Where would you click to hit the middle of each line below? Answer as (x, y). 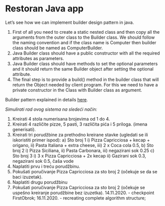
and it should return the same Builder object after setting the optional (83, 69)
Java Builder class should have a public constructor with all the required (86, 53)
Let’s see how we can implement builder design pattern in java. (70, 22)
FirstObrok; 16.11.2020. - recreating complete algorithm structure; (79, 198)
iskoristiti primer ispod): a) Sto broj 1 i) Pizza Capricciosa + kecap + (81, 140)
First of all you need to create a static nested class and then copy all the (86, 32)
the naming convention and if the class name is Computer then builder (84, 42)
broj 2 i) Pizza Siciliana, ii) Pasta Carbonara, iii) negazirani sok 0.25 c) (83, 150)
